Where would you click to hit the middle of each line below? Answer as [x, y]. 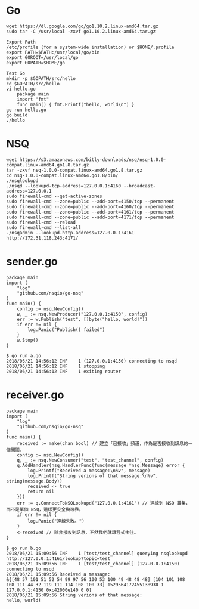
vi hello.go [21, 89]
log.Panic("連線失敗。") [56, 521]
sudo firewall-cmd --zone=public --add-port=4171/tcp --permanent [90, 217]
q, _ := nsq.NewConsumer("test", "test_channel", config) [90, 460]
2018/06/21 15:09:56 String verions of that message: [74, 595]
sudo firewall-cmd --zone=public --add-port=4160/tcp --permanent [90, 206]
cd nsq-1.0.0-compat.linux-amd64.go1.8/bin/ [62, 175]
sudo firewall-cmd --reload [41, 222]
